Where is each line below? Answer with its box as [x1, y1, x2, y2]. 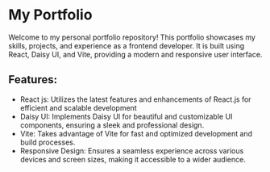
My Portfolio [8, 6, 93, 24]
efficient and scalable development [19, 103, 137, 112]
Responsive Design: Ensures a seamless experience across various [19, 145, 244, 155]
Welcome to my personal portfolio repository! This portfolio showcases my [8, 32, 256, 42]
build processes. [19, 137, 76, 147]
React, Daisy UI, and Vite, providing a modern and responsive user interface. [8, 49, 263, 59]
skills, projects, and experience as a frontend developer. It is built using [8, 40, 244, 50]
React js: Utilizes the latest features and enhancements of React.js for [19, 94, 251, 104]
